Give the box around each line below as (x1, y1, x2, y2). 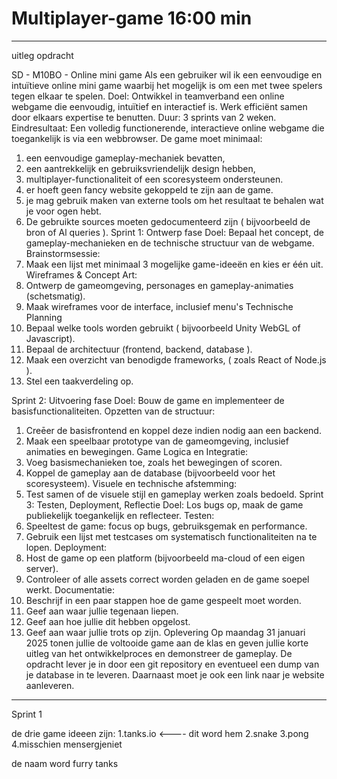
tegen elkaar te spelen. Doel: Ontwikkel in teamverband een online (11, 90, 285, 102)
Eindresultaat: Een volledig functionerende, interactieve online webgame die (11, 122, 325, 134)
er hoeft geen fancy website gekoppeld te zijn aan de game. (25, 183, 274, 196)
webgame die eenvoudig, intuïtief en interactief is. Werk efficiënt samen (11, 100, 308, 112)
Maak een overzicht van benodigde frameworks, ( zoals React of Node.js (25, 353, 327, 366)
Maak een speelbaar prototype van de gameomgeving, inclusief (25, 435, 289, 447)
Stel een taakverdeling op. (25, 375, 134, 387)
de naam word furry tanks (11, 757, 119, 769)
